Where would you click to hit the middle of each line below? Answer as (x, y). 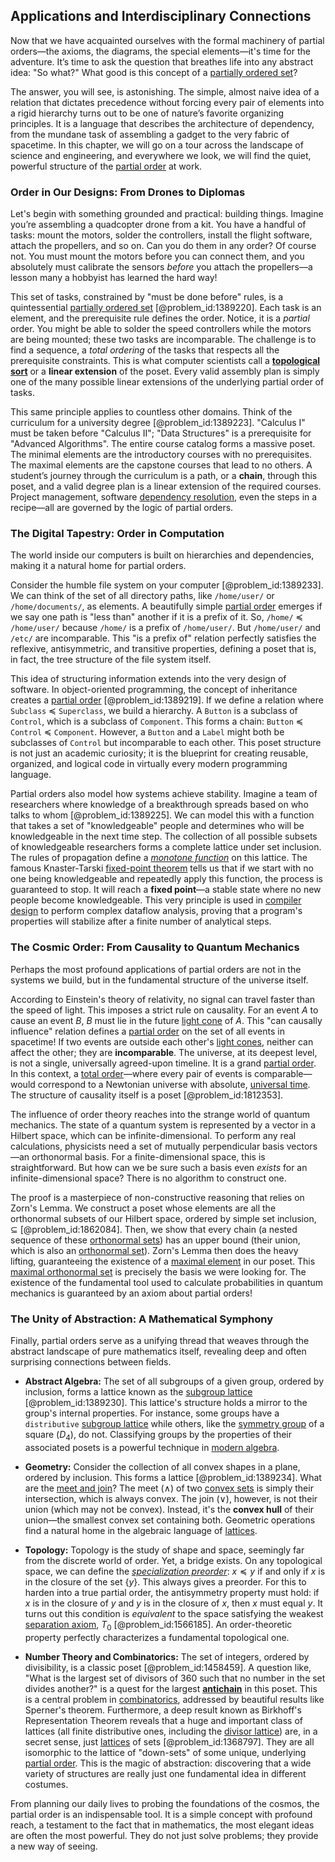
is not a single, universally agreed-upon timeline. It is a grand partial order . (163, 1063)
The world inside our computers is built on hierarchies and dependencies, (162, 555)
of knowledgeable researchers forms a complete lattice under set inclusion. (166, 847)
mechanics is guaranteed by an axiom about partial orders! (131, 1293)
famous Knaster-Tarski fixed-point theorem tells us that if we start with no (162, 868)
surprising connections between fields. (91, 1362)
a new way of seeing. (54, 1846)
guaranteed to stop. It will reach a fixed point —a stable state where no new (166, 890)
